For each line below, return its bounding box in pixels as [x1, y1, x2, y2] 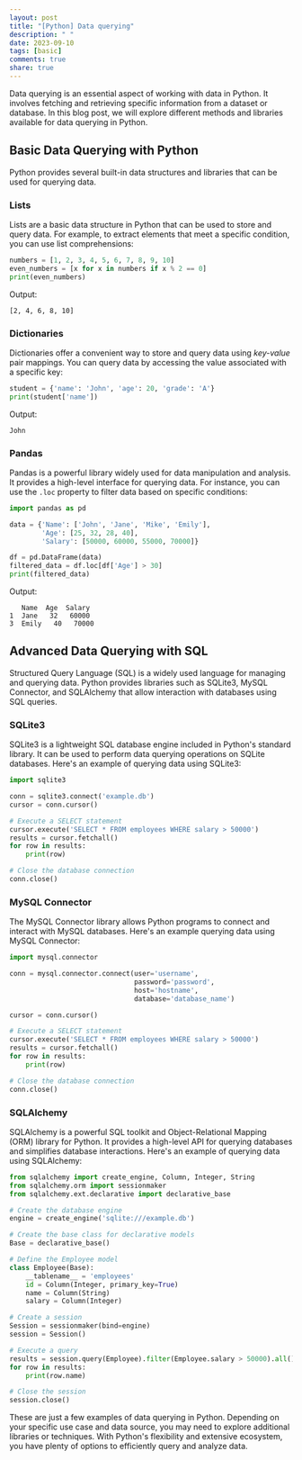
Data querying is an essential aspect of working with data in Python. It [9, 87, 269, 99]
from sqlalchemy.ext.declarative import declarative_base [9, 1189, 231, 1198]
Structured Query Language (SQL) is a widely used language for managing [9, 667, 286, 678]
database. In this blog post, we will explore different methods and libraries [9, 107, 283, 118]
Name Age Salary [21, 604, 91, 613]
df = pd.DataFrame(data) [9, 553, 102, 563]
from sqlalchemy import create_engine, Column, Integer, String [9, 1172, 255, 1182]
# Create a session [9, 1313, 83, 1322]
